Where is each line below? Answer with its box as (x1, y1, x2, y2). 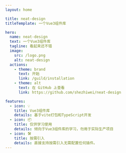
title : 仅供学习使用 (14, 122, 52, 127)
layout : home (5, 7, 32, 12)
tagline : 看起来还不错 (9, 44, 52, 49)
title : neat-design (5, 16, 46, 21)
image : (9, 48, 23, 53)
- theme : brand (14, 67, 46, 72)
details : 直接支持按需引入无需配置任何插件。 (14, 140, 98, 146)
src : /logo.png (14, 53, 46, 58)
